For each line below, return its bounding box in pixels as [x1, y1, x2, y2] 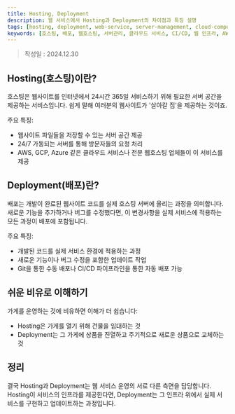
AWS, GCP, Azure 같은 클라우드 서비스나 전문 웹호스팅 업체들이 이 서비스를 [17, 149, 223, 157]
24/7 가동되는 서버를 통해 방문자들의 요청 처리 [17, 139, 143, 148]
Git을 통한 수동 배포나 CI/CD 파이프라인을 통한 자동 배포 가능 [17, 264, 183, 272]
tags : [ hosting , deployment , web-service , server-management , [7, 23, 192, 30]
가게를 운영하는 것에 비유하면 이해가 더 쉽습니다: [7, 306, 138, 315]
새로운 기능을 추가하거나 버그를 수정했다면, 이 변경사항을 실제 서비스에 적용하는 [7, 208, 222, 216]
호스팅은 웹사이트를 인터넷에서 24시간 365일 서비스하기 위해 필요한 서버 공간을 [7, 92, 222, 101]
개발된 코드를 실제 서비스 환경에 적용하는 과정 [17, 247, 141, 255]
